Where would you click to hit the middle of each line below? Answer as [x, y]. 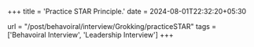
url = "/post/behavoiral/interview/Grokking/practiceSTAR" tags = [112, 26]
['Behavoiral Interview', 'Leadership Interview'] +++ [90, 35]
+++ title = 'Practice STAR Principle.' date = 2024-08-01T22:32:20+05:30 [127, 11]
